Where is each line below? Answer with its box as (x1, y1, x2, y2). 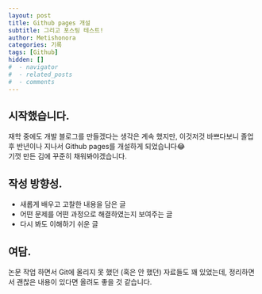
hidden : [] (8, 56, 44, 64)
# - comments (8, 78, 56, 86)
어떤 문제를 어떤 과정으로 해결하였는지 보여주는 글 (19, 209, 173, 219)
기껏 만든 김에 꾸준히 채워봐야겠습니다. (8, 151, 127, 161)
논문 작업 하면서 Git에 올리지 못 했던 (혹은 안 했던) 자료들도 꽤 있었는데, (8, 267, 228, 277)
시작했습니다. (8, 109, 70, 123)
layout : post (8, 11, 52, 20)
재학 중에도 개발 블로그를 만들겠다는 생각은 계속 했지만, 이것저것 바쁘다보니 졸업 (8, 132, 254, 141)
